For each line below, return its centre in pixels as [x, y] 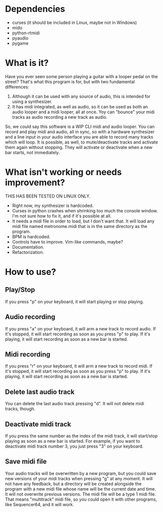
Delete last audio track [40, 392]
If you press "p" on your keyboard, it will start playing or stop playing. [74, 302]
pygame [20, 43]
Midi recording [28, 355]
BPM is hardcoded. [31, 236]
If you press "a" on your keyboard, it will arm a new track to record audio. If [81, 328]
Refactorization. [28, 252]
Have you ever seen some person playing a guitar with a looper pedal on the [81, 76]
